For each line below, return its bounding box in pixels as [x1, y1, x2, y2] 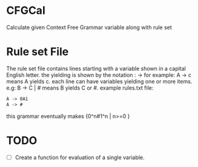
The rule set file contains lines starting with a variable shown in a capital [6, 65, 186, 72]
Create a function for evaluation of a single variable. [15, 154, 145, 161]
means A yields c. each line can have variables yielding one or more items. [6, 77, 193, 85]
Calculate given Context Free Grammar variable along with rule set [6, 24, 173, 31]
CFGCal [6, 4, 45, 18]
